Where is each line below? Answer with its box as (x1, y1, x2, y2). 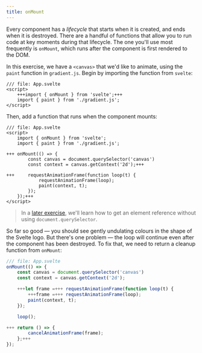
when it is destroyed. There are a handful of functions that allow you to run (6, 31, 192, 39)
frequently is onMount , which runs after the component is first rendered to (6, 45, 188, 52)
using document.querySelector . (21, 215, 98, 222)
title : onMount (6, 8, 45, 15)
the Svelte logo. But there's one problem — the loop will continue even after (6, 233, 194, 241)
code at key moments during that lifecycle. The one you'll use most (6, 38, 173, 45)
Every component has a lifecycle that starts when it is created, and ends (6, 25, 186, 33)
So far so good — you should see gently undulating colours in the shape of (6, 227, 192, 235)
